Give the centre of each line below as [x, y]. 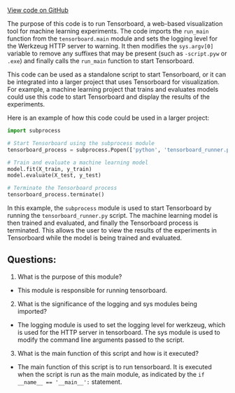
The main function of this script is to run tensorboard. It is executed [114, 366]
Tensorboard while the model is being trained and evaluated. [95, 238]
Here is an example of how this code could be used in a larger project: [108, 118]
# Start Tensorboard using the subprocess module [81, 143]
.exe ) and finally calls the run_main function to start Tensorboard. [101, 61]
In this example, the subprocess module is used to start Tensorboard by [109, 208]
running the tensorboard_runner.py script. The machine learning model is [113, 215]
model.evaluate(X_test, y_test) [54, 175]
